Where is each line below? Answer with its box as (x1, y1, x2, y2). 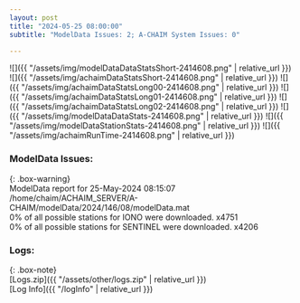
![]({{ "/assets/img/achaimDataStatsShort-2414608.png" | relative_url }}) (9, 72, 278, 83)
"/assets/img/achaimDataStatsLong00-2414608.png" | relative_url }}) (21, 82, 279, 93)
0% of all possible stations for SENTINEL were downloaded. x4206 (9, 221, 259, 232)
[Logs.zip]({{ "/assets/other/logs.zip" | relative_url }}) (9, 273, 207, 285)
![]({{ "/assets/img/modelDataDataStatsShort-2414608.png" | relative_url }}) (9, 62, 292, 73)
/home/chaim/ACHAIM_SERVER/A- (9, 192, 138, 204)
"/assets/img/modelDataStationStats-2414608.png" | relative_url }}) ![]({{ (9, 120, 281, 131)
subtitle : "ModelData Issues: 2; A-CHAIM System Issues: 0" (9, 30, 241, 39)
